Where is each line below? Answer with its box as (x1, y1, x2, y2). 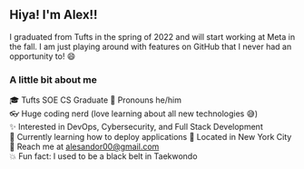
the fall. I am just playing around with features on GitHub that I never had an (9, 41, 292, 52)
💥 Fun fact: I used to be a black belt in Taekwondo (9, 151, 198, 162)
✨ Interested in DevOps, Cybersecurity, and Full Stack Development (9, 122, 263, 133)
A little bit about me (9, 73, 98, 85)
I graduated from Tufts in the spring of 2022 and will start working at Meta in (9, 31, 296, 42)
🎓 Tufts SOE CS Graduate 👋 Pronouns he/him (9, 94, 182, 105)
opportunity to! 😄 (9, 50, 76, 62)
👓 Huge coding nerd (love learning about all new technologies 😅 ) (9, 108, 259, 119)
